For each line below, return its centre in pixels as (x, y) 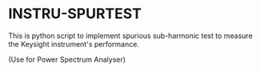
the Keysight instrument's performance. (74, 44)
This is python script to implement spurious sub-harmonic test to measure (130, 36)
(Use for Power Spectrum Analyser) (67, 59)
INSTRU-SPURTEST (75, 14)
